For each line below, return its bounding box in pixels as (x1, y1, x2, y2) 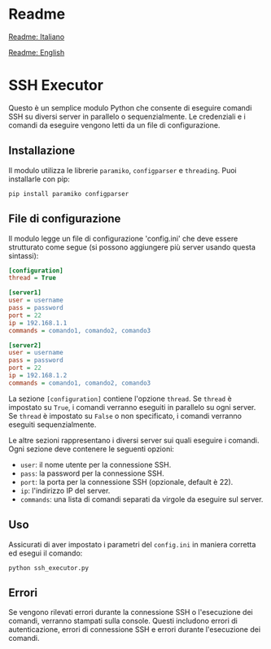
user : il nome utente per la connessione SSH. (20, 460, 172, 469)
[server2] (8, 341, 42, 350)
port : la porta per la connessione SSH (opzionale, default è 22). (20, 477, 234, 486)
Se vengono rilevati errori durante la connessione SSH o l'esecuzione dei (8, 608, 254, 617)
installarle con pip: (8, 174, 71, 184)
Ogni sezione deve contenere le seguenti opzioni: (8, 444, 175, 454)
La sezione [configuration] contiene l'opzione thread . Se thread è (8, 394, 232, 403)
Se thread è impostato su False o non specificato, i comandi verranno (8, 411, 243, 420)
